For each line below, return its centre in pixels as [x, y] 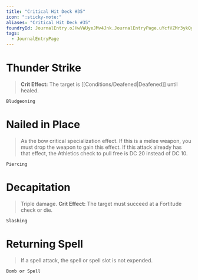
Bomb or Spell [24, 271]
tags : [13, 34]
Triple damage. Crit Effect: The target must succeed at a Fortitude [101, 204]
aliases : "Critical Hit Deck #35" [49, 22]
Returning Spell [45, 244]
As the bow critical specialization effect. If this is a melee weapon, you [106, 141]
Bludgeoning [21, 101]
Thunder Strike [44, 68]
